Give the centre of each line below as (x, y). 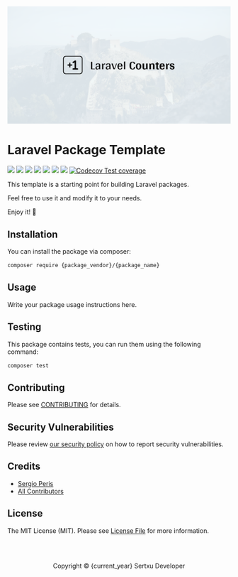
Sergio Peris (35, 483)
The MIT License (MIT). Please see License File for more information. (108, 530)
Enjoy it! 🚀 (22, 212)
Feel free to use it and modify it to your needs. (75, 198)
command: (23, 352)
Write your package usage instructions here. (72, 304)
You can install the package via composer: (69, 252)
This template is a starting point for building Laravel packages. (98, 185)
